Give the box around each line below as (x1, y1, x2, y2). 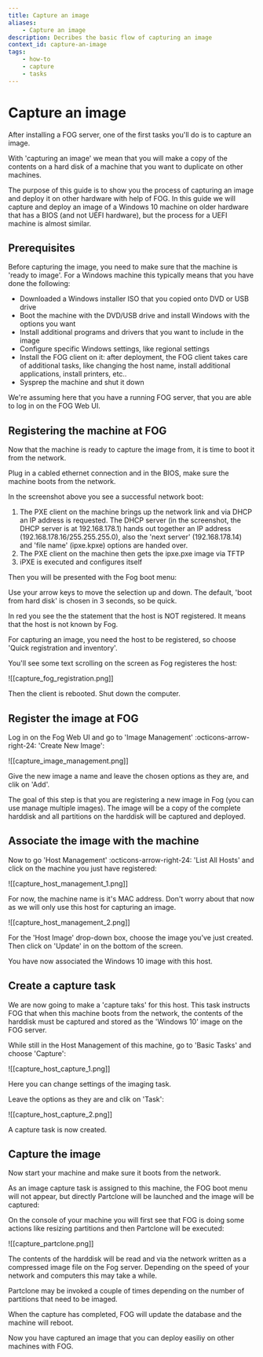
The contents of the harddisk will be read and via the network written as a (8, 1254, 247, 1263)
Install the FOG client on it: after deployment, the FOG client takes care (19, 353, 248, 362)
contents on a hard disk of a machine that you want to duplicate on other (8, 162, 243, 171)
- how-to (22, 56, 51, 64)
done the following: (8, 279, 71, 288)
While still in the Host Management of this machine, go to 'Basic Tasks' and (8, 1040, 251, 1050)
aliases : (8, 19, 37, 27)
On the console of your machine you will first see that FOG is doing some (8, 1216, 245, 1225)
